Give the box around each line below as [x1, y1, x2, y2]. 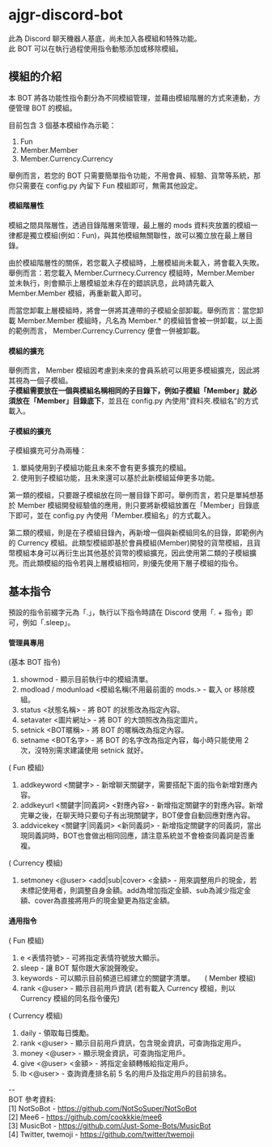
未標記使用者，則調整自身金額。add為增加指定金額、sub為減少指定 [19, 886, 244, 895]
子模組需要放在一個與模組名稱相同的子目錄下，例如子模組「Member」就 [8, 386, 251, 395]
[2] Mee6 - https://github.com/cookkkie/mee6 [8, 1112, 163, 1122]
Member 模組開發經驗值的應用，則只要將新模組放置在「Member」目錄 [17, 501, 253, 511]
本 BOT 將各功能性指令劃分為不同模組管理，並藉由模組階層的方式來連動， [8, 93, 254, 102]
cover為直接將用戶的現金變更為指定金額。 [34, 895, 174, 906]
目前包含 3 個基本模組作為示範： [8, 120, 117, 130]
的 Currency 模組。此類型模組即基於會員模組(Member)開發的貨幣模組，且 [8, 538, 254, 548]
